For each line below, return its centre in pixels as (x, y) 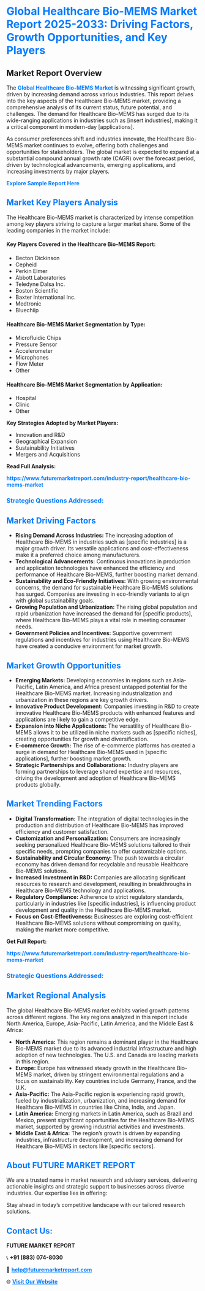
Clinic (22, 405)
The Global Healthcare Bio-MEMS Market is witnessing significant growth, (101, 88)
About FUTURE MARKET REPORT (71, 1165)
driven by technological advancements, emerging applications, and (91, 165)
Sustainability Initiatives (45, 448)
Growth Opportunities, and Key (87, 37)
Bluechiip (27, 310)
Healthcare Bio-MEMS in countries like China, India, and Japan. (95, 1107)
